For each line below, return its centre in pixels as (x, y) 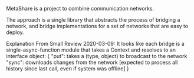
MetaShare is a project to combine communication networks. (80, 9)
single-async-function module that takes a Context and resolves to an (91, 50)
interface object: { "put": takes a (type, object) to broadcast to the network (97, 56)
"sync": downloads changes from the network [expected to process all (92, 62)
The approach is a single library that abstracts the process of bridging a (93, 20)
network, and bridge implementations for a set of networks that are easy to (97, 26)
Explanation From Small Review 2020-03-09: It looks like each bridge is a (95, 44)
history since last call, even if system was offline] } (68, 69)
